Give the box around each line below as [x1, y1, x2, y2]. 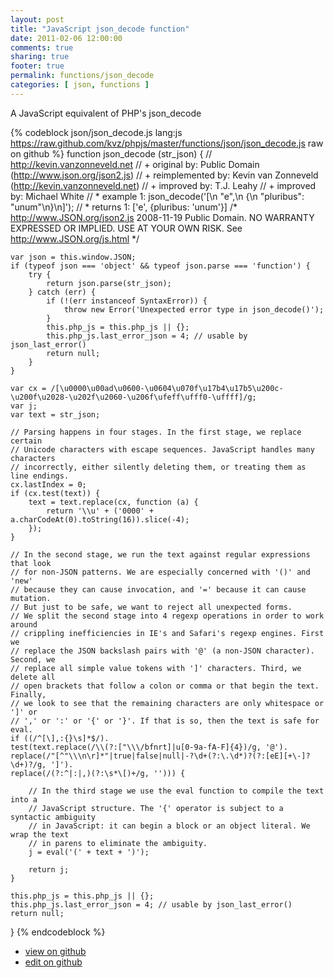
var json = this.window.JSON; [10, 252, 137, 262]
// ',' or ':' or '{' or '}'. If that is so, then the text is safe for [10, 716, 320, 726]
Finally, [10, 689, 47, 700]
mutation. [10, 593, 52, 603]
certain [10, 436, 43, 446]
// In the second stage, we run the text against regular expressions [10, 549, 311, 560]
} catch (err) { [28, 287, 97, 297]
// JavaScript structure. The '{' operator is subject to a [28, 803, 284, 813]
